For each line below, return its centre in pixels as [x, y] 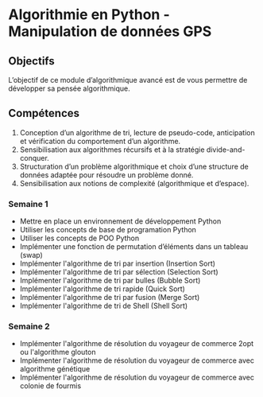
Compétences [44, 113]
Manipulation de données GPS [110, 31]
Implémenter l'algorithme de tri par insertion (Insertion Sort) [118, 263]
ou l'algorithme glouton [58, 352]
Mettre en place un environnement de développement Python [120, 221]
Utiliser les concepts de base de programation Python [108, 230]
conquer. [34, 158]
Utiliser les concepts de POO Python [79, 238]
